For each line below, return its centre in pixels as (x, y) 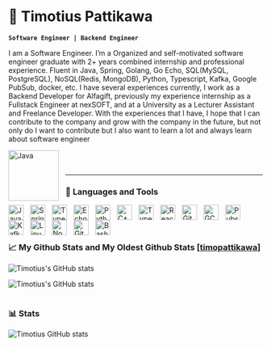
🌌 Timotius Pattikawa (81, 17)
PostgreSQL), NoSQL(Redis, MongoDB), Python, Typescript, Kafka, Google (133, 78)
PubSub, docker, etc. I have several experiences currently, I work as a (124, 87)
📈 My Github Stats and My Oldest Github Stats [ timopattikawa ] (134, 247)
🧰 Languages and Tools (112, 192)
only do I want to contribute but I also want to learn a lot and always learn (130, 130)
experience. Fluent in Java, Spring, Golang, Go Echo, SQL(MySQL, (119, 70)
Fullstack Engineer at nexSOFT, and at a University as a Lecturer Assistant (131, 104)
